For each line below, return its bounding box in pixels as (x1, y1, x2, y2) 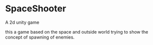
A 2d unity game (5, 19, 40, 25)
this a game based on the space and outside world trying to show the (5, 29, 148, 35)
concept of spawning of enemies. (5, 34, 75, 40)
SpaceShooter (5, 3, 66, 14)
